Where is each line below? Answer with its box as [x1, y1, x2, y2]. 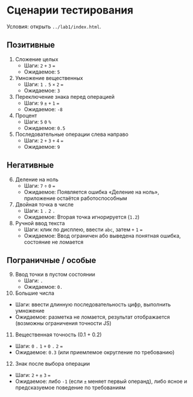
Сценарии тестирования [6, 4, 134, 17]
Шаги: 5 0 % [23, 118, 52, 125]
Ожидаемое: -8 [23, 105, 63, 112]
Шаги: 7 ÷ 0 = [23, 182, 55, 189]
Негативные [6, 160, 55, 171]
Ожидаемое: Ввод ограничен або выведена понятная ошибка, [23, 232, 181, 239]
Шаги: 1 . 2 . [23, 207, 55, 214]
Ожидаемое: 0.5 [23, 124, 66, 131]
